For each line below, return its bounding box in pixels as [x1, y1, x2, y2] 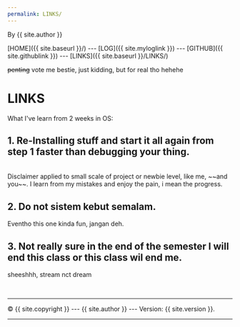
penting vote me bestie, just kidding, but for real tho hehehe [7, 65, 184, 74]
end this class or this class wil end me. [7, 251, 182, 263]
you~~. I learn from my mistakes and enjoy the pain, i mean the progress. [7, 180, 223, 188]
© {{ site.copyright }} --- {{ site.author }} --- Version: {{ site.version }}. [7, 305, 216, 313]
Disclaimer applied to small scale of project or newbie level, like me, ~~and [7, 172, 228, 181]
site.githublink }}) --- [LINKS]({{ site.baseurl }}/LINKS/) [7, 51, 169, 60]
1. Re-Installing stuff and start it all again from [7, 134, 214, 146]
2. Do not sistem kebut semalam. [7, 201, 156, 213]
